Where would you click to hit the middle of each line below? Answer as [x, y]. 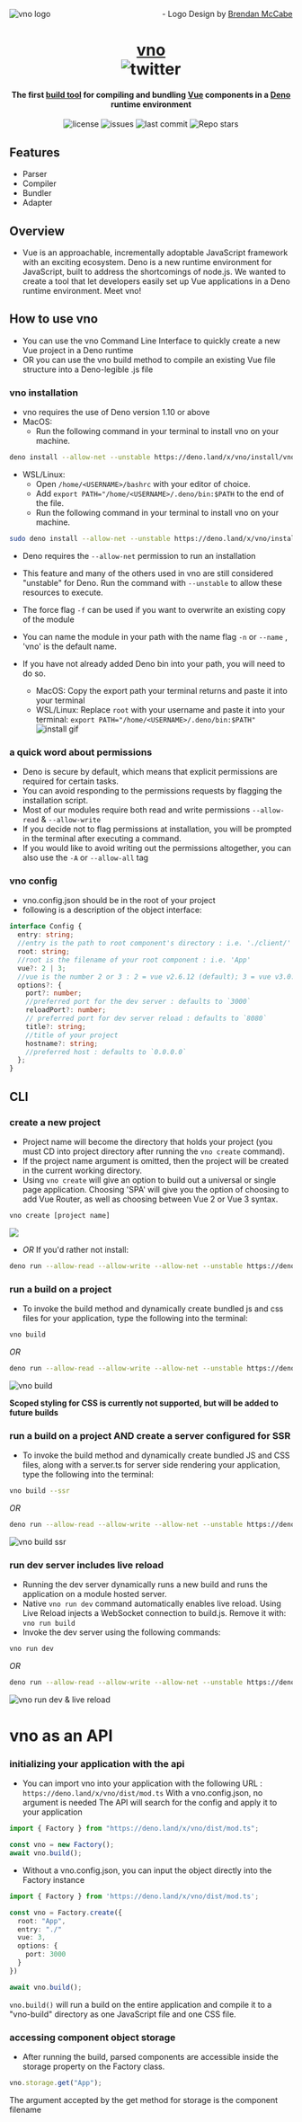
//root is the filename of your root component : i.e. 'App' [134, 960]
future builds [34, 1412]
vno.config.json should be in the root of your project [119, 901]
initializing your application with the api [97, 1763]
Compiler [39, 183]
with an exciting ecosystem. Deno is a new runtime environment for [147, 262]
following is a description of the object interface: [112, 910]
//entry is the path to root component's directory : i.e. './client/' [155, 944]
